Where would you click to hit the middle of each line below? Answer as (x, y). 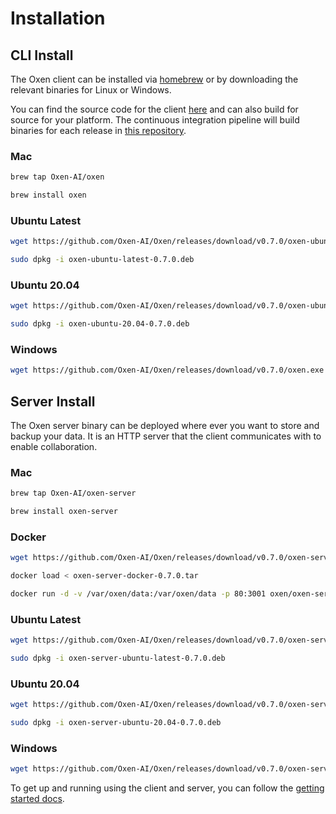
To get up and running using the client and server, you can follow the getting (167, 788)
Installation (58, 18)
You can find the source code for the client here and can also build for (154, 109)
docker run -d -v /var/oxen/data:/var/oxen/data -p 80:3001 (138, 594)
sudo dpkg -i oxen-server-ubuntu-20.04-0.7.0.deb (116, 723)
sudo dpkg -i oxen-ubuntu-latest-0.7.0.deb (102, 260)
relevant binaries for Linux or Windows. (91, 90)
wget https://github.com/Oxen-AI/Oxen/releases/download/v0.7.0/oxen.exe (167, 370)
